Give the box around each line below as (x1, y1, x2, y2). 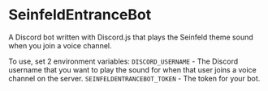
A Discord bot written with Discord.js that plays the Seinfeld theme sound (8, 32, 253, 42)
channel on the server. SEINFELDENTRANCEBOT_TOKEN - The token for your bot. (8, 73, 261, 83)
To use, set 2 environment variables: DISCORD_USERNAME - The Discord (8, 56, 239, 66)
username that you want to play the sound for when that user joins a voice (8, 64, 257, 74)
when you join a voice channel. (8, 40, 112, 50)
